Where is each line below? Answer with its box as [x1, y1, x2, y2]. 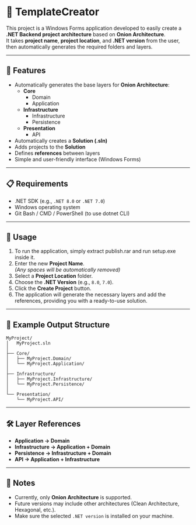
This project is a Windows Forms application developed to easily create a [6, 25, 182, 32]
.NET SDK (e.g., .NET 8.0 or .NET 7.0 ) [14, 197, 106, 204]
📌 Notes [6, 478, 36, 488]
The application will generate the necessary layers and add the [14, 291, 166, 298]
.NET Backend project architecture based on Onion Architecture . [6, 30, 166, 37]
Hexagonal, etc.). [14, 506, 56, 513]
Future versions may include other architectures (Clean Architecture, [14, 500, 180, 507]
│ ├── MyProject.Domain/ [6, 356, 72, 362]
